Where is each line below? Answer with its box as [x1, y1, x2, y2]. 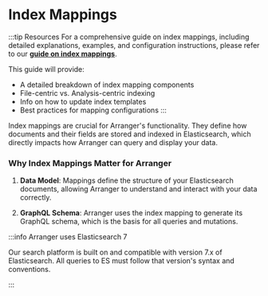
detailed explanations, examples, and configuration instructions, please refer [8, 40, 260, 49]
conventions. [8, 265, 51, 274]
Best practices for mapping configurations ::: [19, 105, 167, 115]
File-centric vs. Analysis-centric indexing [19, 88, 156, 97]
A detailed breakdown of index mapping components [19, 80, 195, 89]
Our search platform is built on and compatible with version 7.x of [8, 247, 223, 257]
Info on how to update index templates [19, 97, 147, 106]
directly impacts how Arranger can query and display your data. [8, 137, 218, 147]
